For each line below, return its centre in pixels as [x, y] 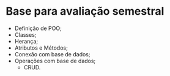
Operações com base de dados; [55, 61]
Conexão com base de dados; [52, 54]
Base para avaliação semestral [85, 11]
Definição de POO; [38, 28]
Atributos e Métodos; [41, 48]
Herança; [26, 41]
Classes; [25, 34]
